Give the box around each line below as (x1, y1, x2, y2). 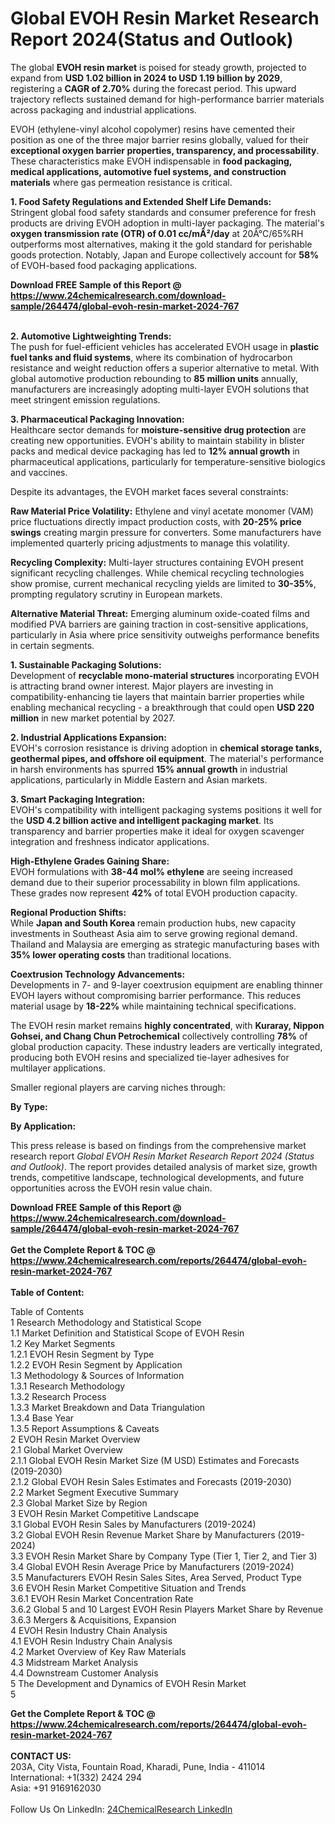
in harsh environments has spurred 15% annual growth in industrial (10, 763, 288, 775)
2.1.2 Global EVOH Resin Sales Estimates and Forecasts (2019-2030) (10, 1475, 292, 1487)
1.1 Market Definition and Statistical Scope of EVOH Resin (10, 1327, 245, 1339)
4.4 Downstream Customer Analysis (10, 1667, 159, 1679)
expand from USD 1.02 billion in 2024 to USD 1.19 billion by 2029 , (10, 72, 283, 84)
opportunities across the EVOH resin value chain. (10, 1182, 213, 1194)
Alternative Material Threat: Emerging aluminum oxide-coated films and (10, 607, 310, 619)
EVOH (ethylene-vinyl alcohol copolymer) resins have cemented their (10, 123, 296, 135)
